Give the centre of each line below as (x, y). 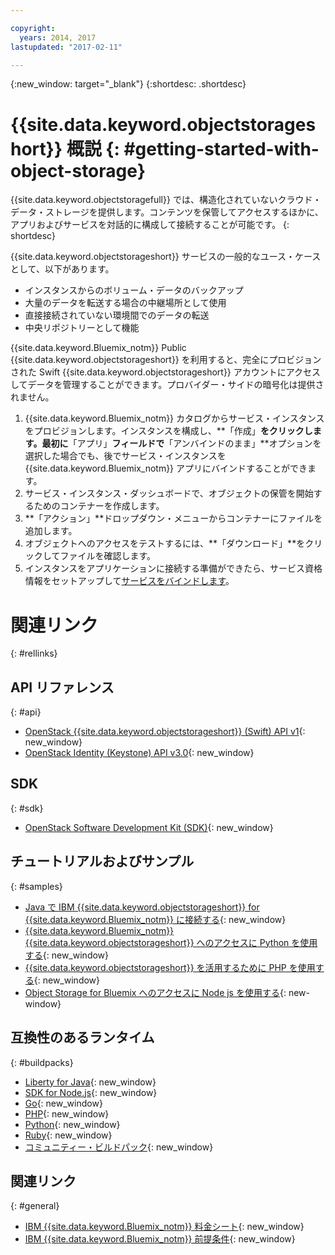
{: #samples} (36, 886)
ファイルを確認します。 (107, 556)
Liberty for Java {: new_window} (90, 1082)
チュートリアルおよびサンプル (102, 861)
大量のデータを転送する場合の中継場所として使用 (125, 303)
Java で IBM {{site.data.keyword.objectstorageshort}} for (142, 907)
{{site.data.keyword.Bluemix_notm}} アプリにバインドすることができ (166, 468)
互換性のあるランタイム (82, 1037)
